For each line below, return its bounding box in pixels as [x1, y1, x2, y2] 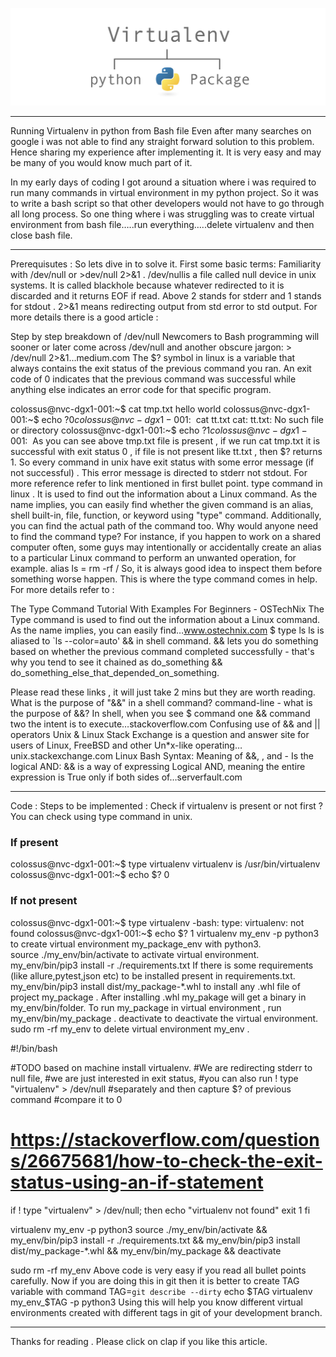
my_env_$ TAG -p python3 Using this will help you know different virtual [10, 1296, 303, 1308]
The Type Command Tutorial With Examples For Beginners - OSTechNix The [10, 603, 325, 615]
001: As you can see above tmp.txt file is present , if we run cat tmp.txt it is [10, 435, 321, 447]
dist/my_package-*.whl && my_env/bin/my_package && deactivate [10, 1244, 282, 1257]
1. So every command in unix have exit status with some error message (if [10, 456, 315, 468]
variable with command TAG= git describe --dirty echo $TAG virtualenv [10, 1285, 313, 1297]
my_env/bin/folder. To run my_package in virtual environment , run [10, 1001, 282, 1013]
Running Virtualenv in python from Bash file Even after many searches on [10, 125, 312, 137]
